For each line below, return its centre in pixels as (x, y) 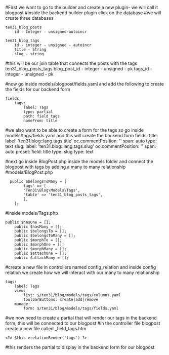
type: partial (38, 112)
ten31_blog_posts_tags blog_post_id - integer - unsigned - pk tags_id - (79, 69)
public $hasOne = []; (28, 222)
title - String (30, 50)
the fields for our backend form (38, 89)
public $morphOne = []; (39, 245)
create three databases (30, 18)
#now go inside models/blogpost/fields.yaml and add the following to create (85, 84)
